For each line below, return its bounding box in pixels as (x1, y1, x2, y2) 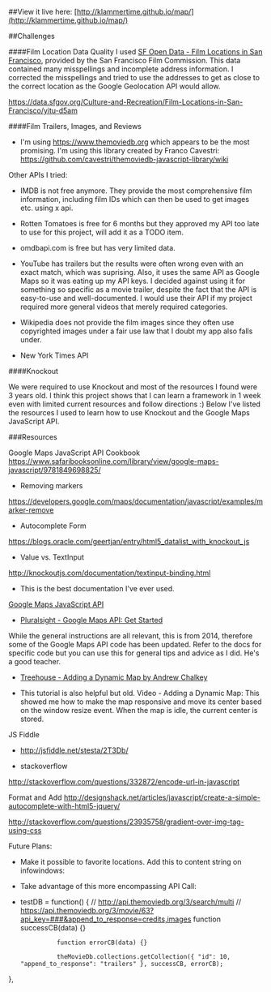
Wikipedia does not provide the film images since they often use (19, 318, 235, 327)
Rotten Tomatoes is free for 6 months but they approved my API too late (19, 219, 260, 228)
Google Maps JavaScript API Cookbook (8, 448, 140, 457)
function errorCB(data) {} (56, 938, 148, 947)
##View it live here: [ (8, 7, 78, 16)
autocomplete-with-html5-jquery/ (8, 801, 121, 810)
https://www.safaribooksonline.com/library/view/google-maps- (8, 457, 220, 466)
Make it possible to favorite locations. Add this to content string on (19, 857, 242, 866)
